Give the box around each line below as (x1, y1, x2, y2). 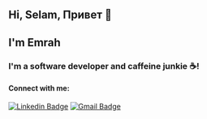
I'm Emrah (8, 36, 61, 49)
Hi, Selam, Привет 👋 (8, 8, 112, 22)
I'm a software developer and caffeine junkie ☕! (8, 60, 200, 71)
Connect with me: (8, 83, 71, 93)
